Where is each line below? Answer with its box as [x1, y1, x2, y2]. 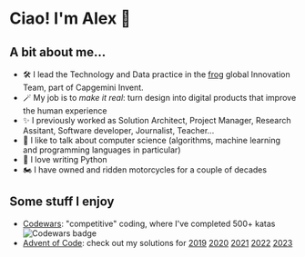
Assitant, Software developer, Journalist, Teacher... [22, 125, 215, 135]
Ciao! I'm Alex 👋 [9, 8, 132, 29]
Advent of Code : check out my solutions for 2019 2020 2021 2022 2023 [22, 237, 293, 248]
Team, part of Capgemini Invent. [22, 82, 144, 93]
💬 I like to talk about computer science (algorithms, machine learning [22, 135, 280, 145]
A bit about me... [9, 44, 107, 60]
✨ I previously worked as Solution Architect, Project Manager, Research [22, 115, 291, 125]
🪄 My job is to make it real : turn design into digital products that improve [22, 93, 297, 103]
